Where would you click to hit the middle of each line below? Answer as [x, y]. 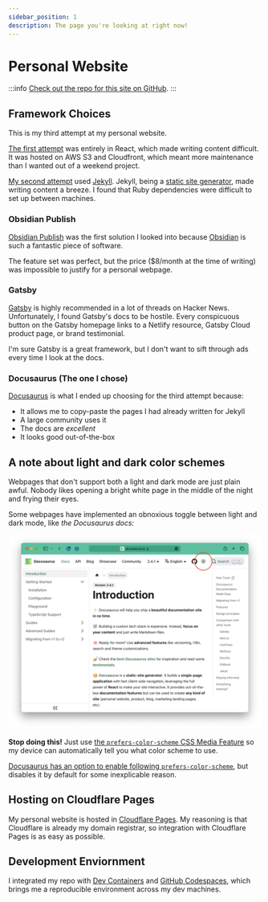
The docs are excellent [58, 428]
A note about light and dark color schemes [117, 462]
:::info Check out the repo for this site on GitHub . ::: [93, 88]
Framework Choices [60, 114]
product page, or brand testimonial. [67, 333]
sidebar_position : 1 [43, 17]
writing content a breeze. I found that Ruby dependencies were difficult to [130, 190]
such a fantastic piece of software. [66, 245]
